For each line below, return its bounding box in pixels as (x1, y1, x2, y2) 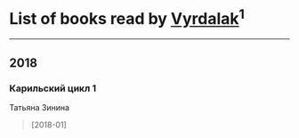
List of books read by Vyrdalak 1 (9, 5, 245, 29)
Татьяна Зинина (9, 101, 69, 112)
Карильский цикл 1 (9, 82, 96, 94)
